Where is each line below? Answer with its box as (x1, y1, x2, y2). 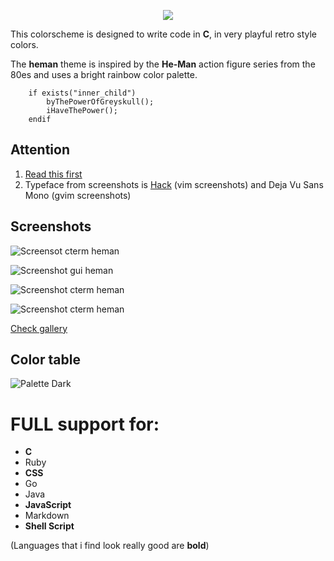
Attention (10, 141, 70, 159)
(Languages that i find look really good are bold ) (10, 540, 210, 552)
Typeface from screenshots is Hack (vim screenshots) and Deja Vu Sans (24, 178, 324, 190)
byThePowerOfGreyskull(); (46, 97, 155, 107)
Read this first (24, 168, 83, 180)
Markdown (24, 510, 70, 522)
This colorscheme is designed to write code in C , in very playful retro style (10, 28, 318, 40)
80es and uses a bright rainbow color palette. (10, 69, 198, 80)
